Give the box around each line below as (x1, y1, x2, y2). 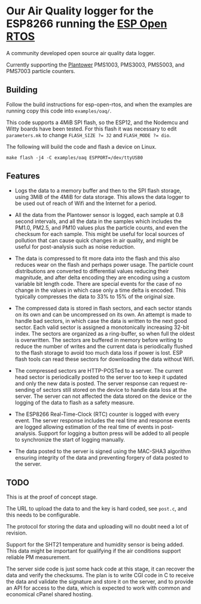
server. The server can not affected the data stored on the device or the (14, 392, 193, 400)
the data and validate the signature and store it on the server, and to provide (6, 578, 194, 585)
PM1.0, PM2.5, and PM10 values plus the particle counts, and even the (14, 224, 188, 231)
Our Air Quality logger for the (6, 4, 154, 18)
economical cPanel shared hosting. (6, 591, 93, 598)
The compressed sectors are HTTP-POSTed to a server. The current (14, 367, 184, 374)
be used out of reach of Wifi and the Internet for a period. (14, 200, 157, 207)
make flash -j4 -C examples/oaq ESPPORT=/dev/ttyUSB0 (6, 155, 144, 161)
